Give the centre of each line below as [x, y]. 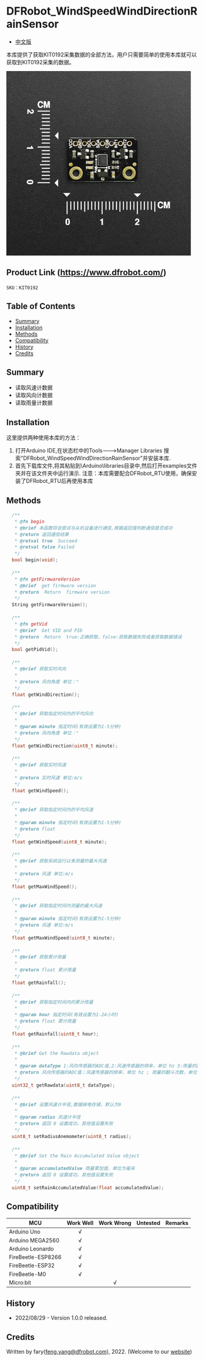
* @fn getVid [31, 624]
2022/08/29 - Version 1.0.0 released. [61, 1318]
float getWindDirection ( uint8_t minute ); [65, 746]
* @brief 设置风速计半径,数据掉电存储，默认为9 [68, 1104]
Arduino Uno [25, 1232]
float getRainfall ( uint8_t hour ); [55, 1034]
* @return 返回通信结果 [42, 534]
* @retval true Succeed [46, 541]
